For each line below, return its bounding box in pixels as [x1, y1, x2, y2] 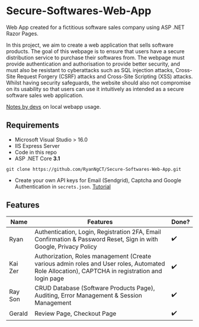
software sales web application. [6, 92, 84, 99]
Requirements [6, 120, 59, 131]
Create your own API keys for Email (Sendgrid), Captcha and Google [14, 176, 182, 184]
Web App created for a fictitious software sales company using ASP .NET [6, 24, 185, 31]
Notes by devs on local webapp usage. [6, 103, 101, 110]
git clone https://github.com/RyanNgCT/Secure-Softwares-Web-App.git [6, 166, 182, 172]
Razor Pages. [6, 30, 38, 37]
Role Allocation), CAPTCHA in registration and [34, 267, 162, 275]
